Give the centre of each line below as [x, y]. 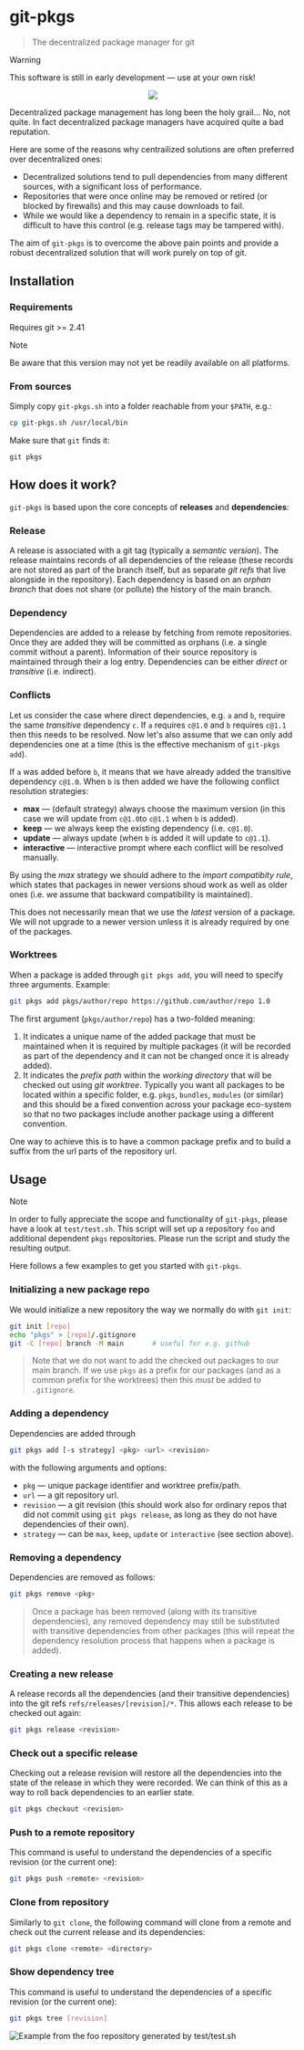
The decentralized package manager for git [113, 42]
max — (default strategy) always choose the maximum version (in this [154, 809]
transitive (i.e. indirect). [53, 672]
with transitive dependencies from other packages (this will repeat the [163, 1630]
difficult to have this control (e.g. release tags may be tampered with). [153, 225]
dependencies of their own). [76, 1524]
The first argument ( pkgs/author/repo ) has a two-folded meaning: [132, 1019]
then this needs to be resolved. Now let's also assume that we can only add [151, 734]
